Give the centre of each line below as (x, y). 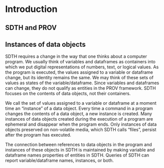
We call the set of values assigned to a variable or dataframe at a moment (81, 103)
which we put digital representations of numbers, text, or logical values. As (82, 67)
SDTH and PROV (31, 28)
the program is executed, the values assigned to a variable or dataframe (79, 72)
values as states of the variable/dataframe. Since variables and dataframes (82, 83)
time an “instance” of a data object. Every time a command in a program (79, 109)
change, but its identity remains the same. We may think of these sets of (79, 78)
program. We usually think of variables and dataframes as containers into (80, 62)
